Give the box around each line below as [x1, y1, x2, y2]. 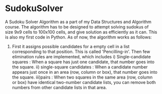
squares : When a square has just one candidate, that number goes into [12, 59, 155, 65]
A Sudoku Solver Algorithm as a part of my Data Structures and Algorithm [5, 19, 151, 25]
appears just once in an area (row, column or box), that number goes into [12, 69, 158, 75]
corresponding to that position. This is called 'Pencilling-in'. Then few [12, 49, 150, 54]
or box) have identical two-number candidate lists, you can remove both [12, 79, 156, 85]
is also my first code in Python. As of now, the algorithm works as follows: [5, 34, 152, 40]
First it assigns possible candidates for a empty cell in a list [12, 43, 130, 49]
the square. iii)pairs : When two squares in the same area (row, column [12, 74, 153, 80]
